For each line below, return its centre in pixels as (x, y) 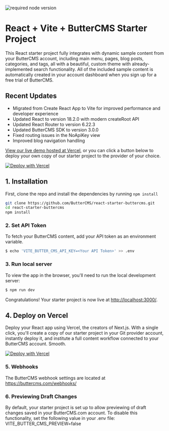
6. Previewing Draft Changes (41, 397)
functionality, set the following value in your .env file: (60, 418)
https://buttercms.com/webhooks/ (41, 383)
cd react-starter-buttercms (35, 208)
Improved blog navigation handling (49, 140)
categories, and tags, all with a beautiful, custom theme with (68, 64)
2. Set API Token (26, 226)
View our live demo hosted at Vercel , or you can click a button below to (79, 150)
